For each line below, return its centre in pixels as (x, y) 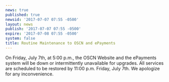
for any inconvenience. (29, 74)
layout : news (19, 24)
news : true (17, 10)
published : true (23, 15)
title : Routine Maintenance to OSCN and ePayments (60, 43)
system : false (20, 39)
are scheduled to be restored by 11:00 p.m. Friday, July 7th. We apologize (83, 68)
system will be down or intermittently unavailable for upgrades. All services (84, 63)
